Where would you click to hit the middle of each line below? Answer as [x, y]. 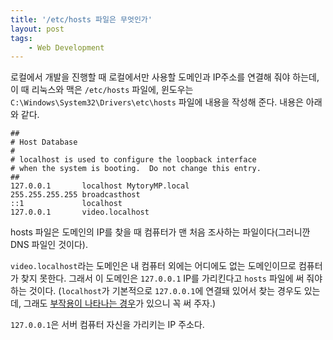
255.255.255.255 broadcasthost [75, 195]
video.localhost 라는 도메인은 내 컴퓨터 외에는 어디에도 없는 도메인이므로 [153, 266]
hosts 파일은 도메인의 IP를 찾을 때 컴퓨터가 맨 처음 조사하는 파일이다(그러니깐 [160, 232]
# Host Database [44, 142]
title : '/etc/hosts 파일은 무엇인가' [81, 19]
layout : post [37, 29]
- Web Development [66, 47]
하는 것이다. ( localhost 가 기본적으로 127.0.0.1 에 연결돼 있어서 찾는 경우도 [156, 291]
